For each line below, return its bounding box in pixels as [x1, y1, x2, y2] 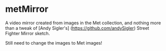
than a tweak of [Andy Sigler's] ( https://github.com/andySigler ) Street [5, 25, 149, 31]
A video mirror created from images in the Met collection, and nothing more [5, 20, 161, 26]
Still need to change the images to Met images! [5, 40, 102, 46]
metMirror [5, 3, 49, 15]
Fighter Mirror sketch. [5, 30, 50, 36]
